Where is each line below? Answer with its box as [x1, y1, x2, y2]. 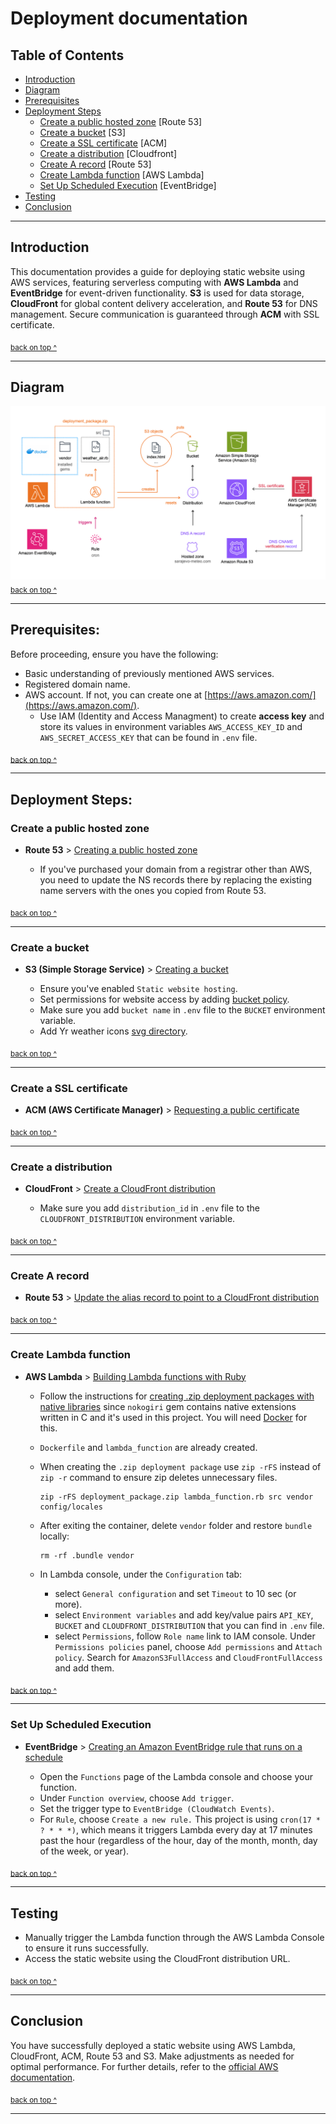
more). [54, 1598, 83, 1610]
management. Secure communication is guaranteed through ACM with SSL [10, 308, 320, 320]
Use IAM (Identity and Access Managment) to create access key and [39, 710, 325, 722]
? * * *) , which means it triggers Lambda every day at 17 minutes [39, 1823, 313, 1836]
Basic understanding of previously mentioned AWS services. [24, 667, 275, 679]
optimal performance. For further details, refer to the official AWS [10, 2060, 279, 2072]
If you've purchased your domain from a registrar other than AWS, [39, 863, 313, 876]
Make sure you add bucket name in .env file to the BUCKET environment [39, 1004, 326, 1016]
